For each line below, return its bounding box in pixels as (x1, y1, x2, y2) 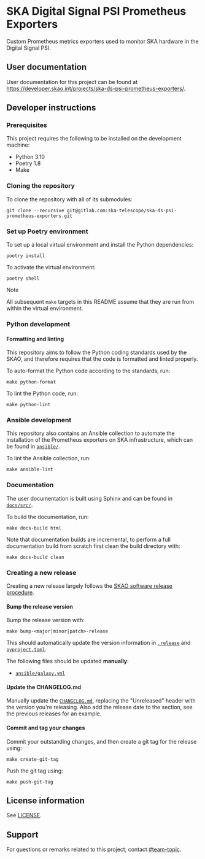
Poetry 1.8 (15, 160, 41, 167)
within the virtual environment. (6, 305, 83, 312)
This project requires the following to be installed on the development (6, 135, 182, 142)
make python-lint (6, 402, 51, 408)
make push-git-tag (6, 779, 53, 785)
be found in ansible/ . (6, 443, 60, 450)
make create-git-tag (6, 756, 60, 762)
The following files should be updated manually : (6, 658, 129, 665)
